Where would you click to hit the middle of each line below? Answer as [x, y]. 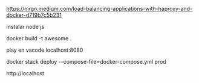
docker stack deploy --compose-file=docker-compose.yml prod [86, 62]
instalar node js [25, 27]
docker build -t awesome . [39, 38]
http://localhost [25, 73]
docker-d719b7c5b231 [34, 15]
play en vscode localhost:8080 [45, 50]
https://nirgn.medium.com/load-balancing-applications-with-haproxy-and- [99, 9]
